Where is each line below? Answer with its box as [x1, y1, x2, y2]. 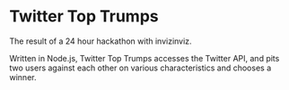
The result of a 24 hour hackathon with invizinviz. [9, 36, 192, 46]
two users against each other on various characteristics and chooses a [9, 62, 272, 73]
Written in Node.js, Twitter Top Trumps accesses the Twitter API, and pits [9, 53, 280, 63]
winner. [9, 71, 37, 82]
